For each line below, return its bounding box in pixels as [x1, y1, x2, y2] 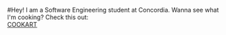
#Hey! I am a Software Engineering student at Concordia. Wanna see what [7, 6, 220, 14]
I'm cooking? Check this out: [7, 13, 89, 21]
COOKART [7, 21, 37, 28]
